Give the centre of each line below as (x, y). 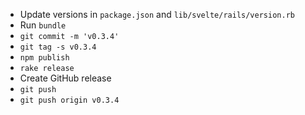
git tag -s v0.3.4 (58, 47)
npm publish (44, 58)
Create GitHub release (65, 78)
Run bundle (43, 25)
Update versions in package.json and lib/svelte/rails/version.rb (157, 14)
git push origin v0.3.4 (69, 100)
